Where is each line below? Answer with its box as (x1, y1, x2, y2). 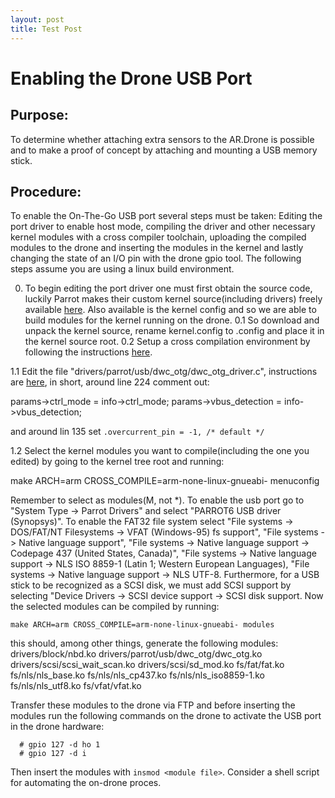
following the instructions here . (24, 346, 153, 358)
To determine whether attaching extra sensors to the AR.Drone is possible (10, 133, 315, 145)
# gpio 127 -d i (19, 749, 87, 759)
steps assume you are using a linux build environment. (10, 263, 235, 275)
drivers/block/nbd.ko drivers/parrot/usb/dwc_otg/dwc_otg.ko (10, 648, 263, 660)
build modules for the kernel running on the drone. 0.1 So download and (24, 314, 320, 326)
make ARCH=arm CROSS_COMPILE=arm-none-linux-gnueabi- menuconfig (10, 475, 320, 487)
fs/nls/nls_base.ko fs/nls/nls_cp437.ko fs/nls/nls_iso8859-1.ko (10, 669, 265, 681)
